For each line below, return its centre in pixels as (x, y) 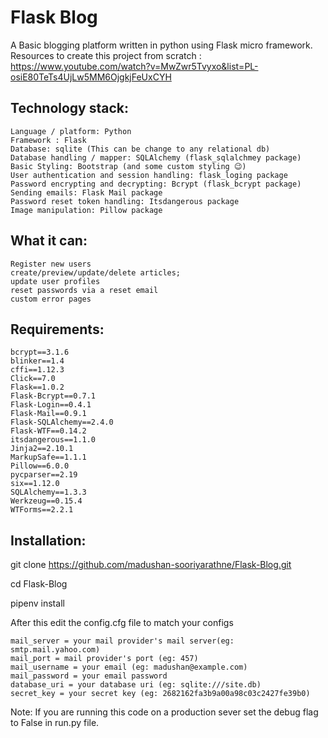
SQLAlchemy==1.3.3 (48, 492)
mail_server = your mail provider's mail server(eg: (122, 641)
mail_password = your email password (89, 676)
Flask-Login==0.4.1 (51, 405)
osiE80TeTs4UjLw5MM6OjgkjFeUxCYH (91, 77)
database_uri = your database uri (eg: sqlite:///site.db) (136, 685)
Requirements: (57, 329)
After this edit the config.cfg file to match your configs (122, 623)
